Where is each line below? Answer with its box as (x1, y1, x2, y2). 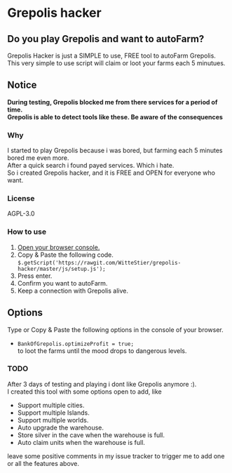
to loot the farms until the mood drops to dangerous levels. (17, 346, 187, 355)
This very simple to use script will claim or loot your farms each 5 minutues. (7, 59, 226, 67)
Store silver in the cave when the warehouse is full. (17, 430, 165, 439)
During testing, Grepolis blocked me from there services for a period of (7, 98, 218, 106)
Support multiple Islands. (17, 408, 90, 417)
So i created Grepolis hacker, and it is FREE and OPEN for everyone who (7, 168, 216, 177)
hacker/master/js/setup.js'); (17, 265, 107, 272)
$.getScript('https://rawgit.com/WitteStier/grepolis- (17, 259, 182, 266)
